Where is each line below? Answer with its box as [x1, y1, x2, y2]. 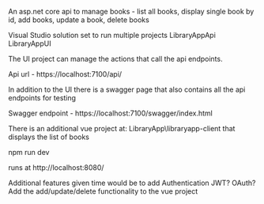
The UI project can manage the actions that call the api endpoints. [8, 55, 223, 63]
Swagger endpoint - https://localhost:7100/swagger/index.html [8, 108, 213, 118]
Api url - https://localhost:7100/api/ [8, 70, 123, 78]
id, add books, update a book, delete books [8, 15, 150, 25]
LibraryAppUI [8, 39, 51, 48]
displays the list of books [8, 132, 89, 142]
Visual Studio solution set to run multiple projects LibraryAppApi [8, 31, 216, 40]
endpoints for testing [8, 93, 77, 102]
